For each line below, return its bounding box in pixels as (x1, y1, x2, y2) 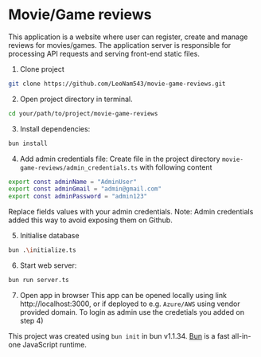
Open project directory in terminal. (19, 94, 133, 104)
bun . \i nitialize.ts (8, 246, 77, 254)
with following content (138, 162, 212, 172)
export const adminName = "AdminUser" (8, 178, 137, 186)
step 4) (19, 316, 44, 325)
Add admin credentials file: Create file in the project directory (19, 154, 220, 163)
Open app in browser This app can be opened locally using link (19, 290, 227, 300)
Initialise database (19, 231, 80, 241)
